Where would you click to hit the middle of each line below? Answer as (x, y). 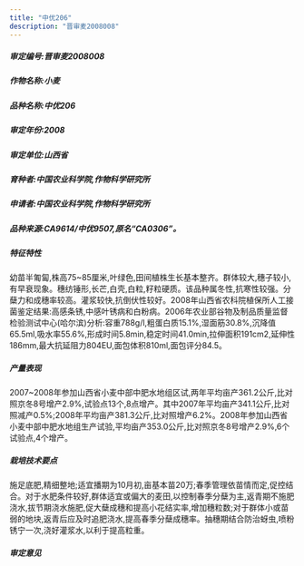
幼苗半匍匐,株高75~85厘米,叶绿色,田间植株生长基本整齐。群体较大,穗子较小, (151, 278)
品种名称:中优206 (43, 105)
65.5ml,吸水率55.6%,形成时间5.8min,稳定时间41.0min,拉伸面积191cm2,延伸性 (152, 334)
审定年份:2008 (37, 130)
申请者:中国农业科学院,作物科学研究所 (80, 204)
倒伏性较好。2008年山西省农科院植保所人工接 (208, 300)
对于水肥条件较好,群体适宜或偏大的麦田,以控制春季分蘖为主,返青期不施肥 (160, 496)
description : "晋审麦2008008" (64, 26)
